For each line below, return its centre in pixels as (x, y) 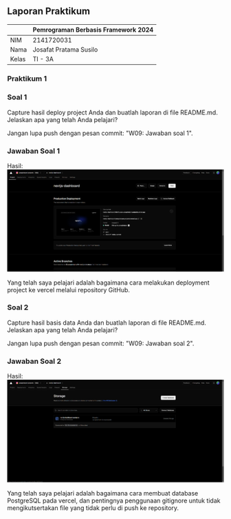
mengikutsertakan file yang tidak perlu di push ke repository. (93, 508)
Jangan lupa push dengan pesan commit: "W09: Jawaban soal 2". (101, 343)
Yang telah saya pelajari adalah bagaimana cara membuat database (103, 493)
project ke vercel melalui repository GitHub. (69, 289)
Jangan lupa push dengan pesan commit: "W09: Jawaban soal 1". (100, 133)
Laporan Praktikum (49, 11)
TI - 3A (43, 59)
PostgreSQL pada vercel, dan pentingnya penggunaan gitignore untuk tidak (114, 501)
